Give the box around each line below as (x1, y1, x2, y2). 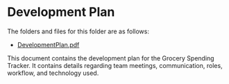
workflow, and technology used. (7, 69, 99, 77)
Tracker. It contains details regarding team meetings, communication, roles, (7, 61, 223, 69)
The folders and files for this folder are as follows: (7, 27, 150, 35)
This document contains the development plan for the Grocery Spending (7, 53, 214, 62)
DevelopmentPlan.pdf (17, 40, 80, 49)
